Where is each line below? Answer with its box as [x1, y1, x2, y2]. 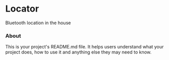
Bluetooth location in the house [5, 20, 71, 26]
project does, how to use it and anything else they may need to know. [5, 49, 152, 55]
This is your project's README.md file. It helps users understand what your [5, 44, 164, 50]
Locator [5, 3, 39, 15]
